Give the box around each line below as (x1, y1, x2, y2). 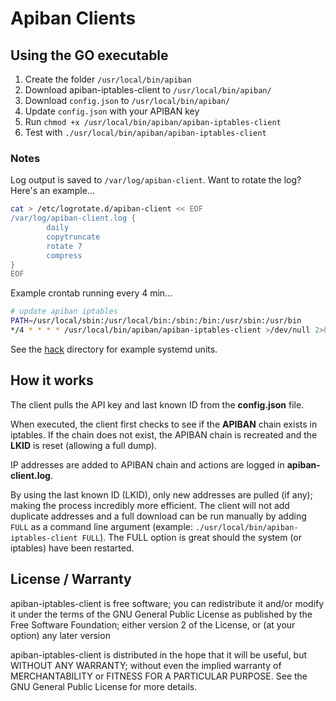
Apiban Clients (10, 7, 137, 30)
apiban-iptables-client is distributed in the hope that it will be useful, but (10, 648, 308, 661)
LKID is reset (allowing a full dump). (10, 439, 158, 451)
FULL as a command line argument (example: (10, 520, 193, 532)
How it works (10, 372, 94, 389)
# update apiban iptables (10, 307, 118, 317)
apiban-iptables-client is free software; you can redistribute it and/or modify (10, 597, 325, 609)
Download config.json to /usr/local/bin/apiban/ (24, 95, 231, 106)
